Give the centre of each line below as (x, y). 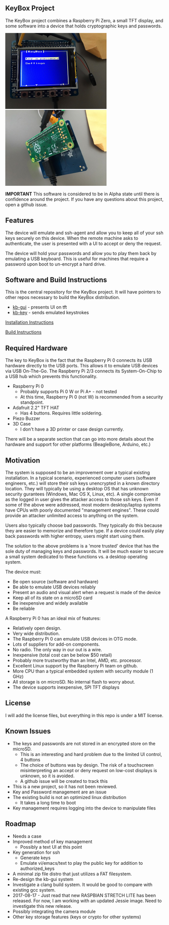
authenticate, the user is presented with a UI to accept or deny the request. (83, 243)
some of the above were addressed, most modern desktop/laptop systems (83, 505)
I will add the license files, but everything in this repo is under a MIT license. (84, 715)
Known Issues (28, 731)
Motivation (23, 460)
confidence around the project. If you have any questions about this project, (84, 199)
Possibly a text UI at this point (51, 847)
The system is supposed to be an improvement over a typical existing (78, 473)
